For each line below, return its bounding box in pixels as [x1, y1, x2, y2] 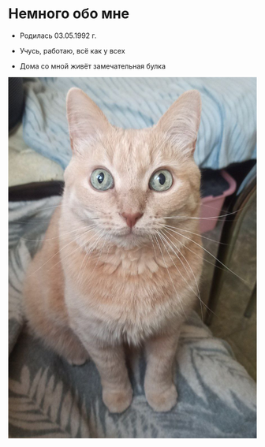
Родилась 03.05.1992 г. [19, 31, 97, 40]
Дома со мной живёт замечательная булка [19, 61, 166, 71]
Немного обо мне [8, 5, 130, 23]
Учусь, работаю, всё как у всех [19, 46, 125, 55]
